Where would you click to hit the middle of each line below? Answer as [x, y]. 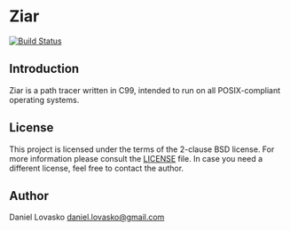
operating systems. [44, 100]
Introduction [44, 69]
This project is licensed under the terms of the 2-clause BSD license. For [142, 149]
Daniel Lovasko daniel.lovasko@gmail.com [87, 217]
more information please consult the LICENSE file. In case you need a [136, 158]
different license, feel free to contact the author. [97, 168]
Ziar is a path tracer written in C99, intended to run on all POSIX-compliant [145, 90]
